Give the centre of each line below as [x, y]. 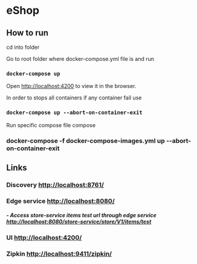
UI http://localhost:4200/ [44, 237]
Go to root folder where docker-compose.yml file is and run [80, 59]
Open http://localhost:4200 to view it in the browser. [71, 86]
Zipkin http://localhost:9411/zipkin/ [59, 254]
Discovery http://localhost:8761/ [55, 184]
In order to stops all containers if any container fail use [74, 98]
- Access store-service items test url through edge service [82, 215]
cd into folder [23, 47]
